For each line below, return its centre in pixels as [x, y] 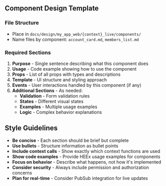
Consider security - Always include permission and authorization [80, 167]
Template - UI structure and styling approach [59, 80]
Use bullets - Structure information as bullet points [65, 146]
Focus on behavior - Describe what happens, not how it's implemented [87, 162]
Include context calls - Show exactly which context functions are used [86, 151]
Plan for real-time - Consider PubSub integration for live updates [80, 178]
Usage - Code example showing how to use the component [74, 69]
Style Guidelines [31, 128]
